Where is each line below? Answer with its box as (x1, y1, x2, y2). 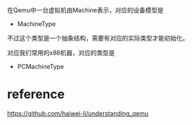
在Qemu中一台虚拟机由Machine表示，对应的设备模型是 (7, 6, 164, 14)
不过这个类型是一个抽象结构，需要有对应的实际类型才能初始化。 (7, 34, 189, 42)
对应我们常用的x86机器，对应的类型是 (7, 49, 115, 56)
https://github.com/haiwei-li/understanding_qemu (7, 109, 148, 117)
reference (7, 87, 65, 102)
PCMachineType (17, 63, 64, 70)
